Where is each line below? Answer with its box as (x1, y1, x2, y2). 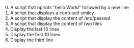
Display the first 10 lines (10, 32, 60, 37)
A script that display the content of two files (10, 20, 102, 27)
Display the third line (10, 37, 53, 43)
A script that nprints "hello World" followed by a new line (10, 5, 129, 10)
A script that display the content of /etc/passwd (10, 15, 111, 21)
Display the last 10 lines (10, 26, 60, 32)
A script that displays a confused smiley (10, 10, 94, 16)
